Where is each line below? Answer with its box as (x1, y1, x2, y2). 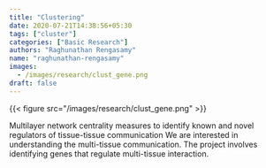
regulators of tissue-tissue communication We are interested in (9, 129, 239, 140)
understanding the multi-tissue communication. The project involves (9, 139, 258, 149)
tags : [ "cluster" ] (9, 29, 77, 38)
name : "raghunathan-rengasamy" (9, 54, 125, 63)
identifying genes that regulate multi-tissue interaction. (9, 148, 209, 159)
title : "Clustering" (9, 12, 86, 22)
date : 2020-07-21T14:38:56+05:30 (9, 21, 133, 30)
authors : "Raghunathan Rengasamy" (9, 46, 137, 55)
